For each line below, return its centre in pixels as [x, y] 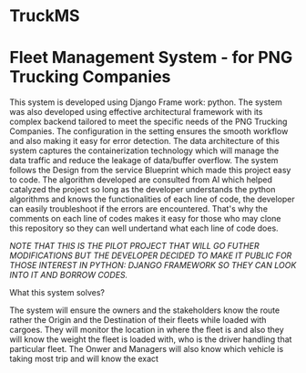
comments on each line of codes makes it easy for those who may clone [145, 219]
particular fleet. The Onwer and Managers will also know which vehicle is [147, 349]
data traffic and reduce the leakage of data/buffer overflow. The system [144, 161]
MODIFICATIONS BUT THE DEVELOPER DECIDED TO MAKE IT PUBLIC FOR [151, 255]
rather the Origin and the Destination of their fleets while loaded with [138, 320]
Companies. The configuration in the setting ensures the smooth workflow [149, 131]
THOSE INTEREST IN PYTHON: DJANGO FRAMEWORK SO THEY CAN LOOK [153, 265]
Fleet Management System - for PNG [151, 58]
